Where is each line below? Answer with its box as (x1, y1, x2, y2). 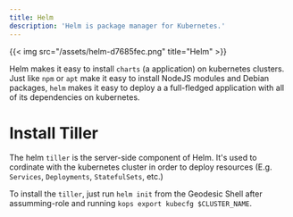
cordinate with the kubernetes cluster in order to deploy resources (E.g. (9, 162, 272, 172)
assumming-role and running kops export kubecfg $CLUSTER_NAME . (9, 198, 253, 209)
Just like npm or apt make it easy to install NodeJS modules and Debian (9, 72, 270, 83)
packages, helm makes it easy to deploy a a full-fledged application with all (9, 82, 284, 93)
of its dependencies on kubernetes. (9, 91, 140, 103)
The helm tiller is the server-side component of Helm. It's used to (9, 153, 257, 163)
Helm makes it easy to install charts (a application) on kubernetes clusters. (9, 63, 285, 74)
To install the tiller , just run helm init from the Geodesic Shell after (9, 188, 263, 199)
